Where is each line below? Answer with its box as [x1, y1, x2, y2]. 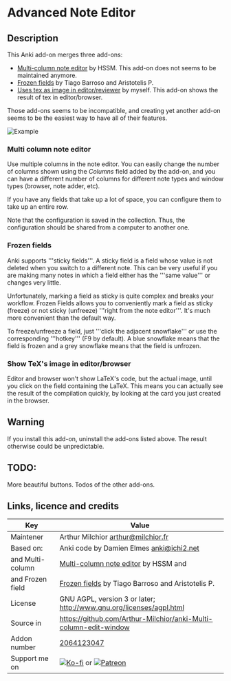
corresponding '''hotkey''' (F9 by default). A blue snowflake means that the [7, 334, 220, 343]
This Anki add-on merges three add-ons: [7, 50, 123, 59]
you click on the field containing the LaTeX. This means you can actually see [7, 381, 223, 390]
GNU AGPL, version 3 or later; [59, 594, 156, 604]
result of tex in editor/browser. [16, 93, 103, 101]
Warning [7, 416, 45, 428]
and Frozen [10, 574, 47, 584]
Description [7, 32, 58, 44]
